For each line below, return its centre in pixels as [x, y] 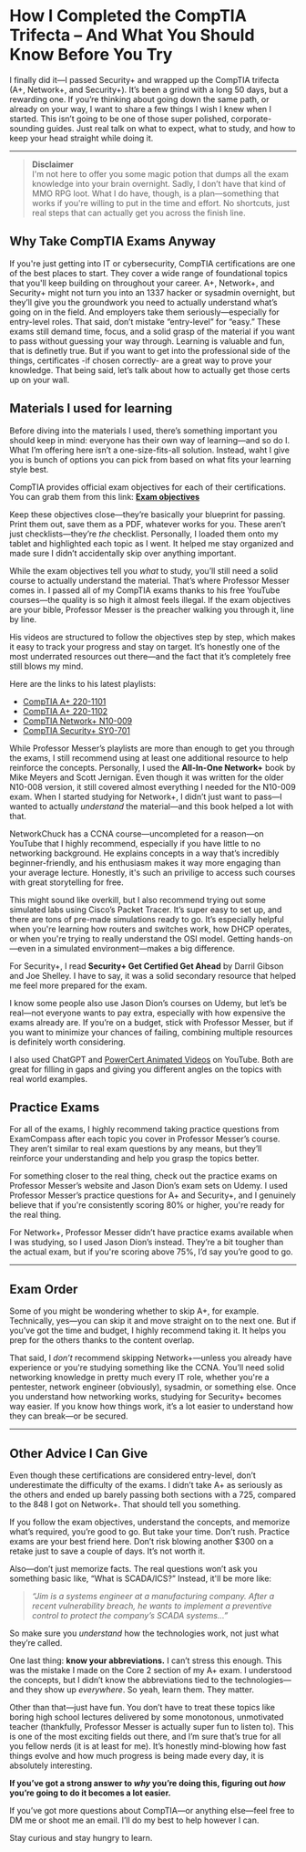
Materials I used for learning [91, 408]
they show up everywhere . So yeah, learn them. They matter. [140, 1690]
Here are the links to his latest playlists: [83, 683]
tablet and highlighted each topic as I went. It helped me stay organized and [152, 543]
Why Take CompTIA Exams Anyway [113, 241]
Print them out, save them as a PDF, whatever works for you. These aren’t [148, 524]
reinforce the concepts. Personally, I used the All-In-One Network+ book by [153, 767]
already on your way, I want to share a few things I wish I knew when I [140, 109]
